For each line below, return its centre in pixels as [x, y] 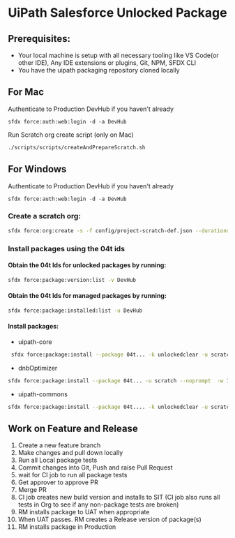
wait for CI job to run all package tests [73, 475]
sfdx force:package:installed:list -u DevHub [75, 311]
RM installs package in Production [67, 527]
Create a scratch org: [44, 216]
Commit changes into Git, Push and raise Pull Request [95, 468]
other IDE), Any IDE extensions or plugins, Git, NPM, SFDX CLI [107, 63]
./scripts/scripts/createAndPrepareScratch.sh [77, 147]
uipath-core [35, 342]
